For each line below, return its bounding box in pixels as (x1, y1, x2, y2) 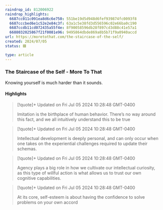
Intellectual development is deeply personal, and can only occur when (17, 136, 159, 141)
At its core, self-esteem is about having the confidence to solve (17, 194, 145, 200)
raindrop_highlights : (5, 12, 49, 17)
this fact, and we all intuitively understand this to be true (17, 117, 131, 122)
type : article (5, 52, 34, 57)
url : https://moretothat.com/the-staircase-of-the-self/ (5, 35, 124, 40)
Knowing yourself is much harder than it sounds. (5, 79, 103, 86)
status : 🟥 (5, 44, 27, 48)
